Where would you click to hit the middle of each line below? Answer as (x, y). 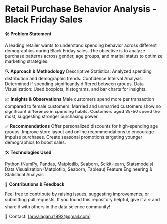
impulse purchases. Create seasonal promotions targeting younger (74, 137)
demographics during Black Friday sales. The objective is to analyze (75, 50)
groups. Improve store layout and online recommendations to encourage (80, 132)
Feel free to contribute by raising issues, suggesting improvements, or (77, 194)
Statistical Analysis (24, 174)
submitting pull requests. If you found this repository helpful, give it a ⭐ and (83, 199)
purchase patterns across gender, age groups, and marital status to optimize (84, 56)
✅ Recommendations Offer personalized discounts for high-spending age (82, 126)
